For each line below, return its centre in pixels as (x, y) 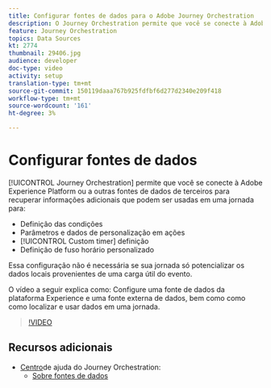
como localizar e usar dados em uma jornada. (84, 307)
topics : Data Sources (45, 38)
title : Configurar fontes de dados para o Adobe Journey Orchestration (131, 16)
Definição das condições (61, 223)
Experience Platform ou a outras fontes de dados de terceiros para (119, 191)
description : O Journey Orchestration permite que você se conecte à (128, 23)
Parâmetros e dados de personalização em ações (102, 232)
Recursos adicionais (60, 348)
